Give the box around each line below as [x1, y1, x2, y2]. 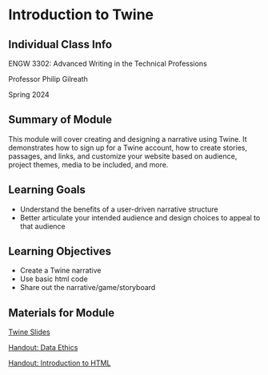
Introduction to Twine [8, 6, 154, 24]
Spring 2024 [8, 90, 50, 99]
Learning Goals [8, 183, 86, 197]
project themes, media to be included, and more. [8, 159, 169, 169]
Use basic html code [19, 274, 88, 284]
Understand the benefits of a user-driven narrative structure [19, 204, 218, 214]
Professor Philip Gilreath [8, 75, 88, 83]
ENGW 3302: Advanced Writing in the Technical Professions [8, 58, 208, 68]
